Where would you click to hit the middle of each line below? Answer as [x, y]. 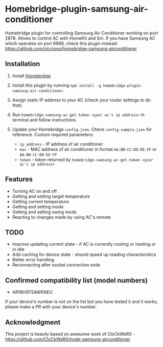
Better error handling [33, 260]
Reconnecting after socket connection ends [56, 265]
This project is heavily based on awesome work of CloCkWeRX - [70, 334]
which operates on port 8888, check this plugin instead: [61, 43]
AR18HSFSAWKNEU [32, 292]
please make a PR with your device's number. [51, 307]
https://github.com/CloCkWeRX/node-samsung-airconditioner [68, 339]
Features [19, 179]
